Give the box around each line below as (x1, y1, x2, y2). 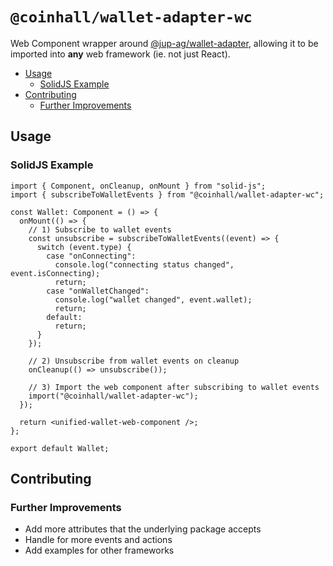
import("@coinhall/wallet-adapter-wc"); (28, 391, 199, 401)
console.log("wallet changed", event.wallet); (54, 294, 253, 305)
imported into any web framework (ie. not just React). (10, 48, 231, 60)
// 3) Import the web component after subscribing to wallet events (28, 382, 320, 392)
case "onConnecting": (46, 251, 137, 261)
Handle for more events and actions (24, 534, 173, 546)
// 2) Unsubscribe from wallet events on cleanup (28, 356, 240, 366)
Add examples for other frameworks (24, 544, 175, 557)
